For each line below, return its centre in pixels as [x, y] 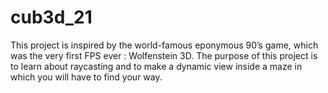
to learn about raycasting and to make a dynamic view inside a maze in [156, 66]
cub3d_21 [51, 17]
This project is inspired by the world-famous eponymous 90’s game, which [164, 45]
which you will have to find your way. [86, 77]
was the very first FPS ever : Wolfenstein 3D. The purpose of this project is [164, 55]
